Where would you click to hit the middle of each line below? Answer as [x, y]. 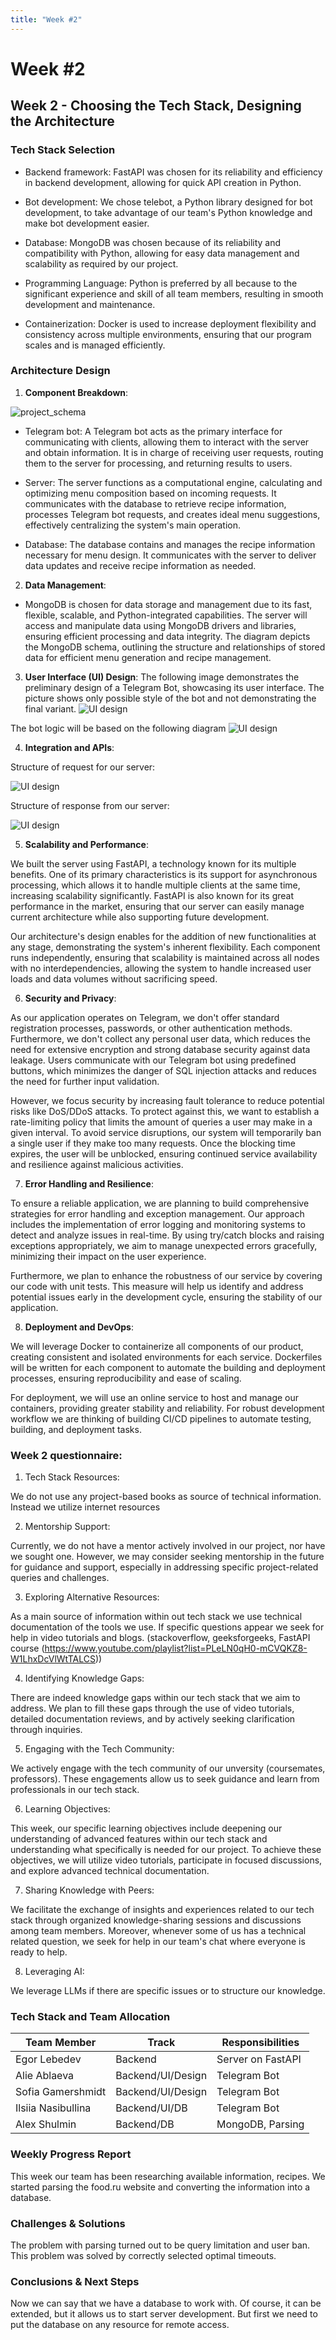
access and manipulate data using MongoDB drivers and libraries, [160, 625]
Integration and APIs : [69, 747]
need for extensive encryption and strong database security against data [160, 1049]
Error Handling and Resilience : [89, 1183]
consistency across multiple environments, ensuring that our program [168, 334]
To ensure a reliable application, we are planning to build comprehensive [160, 1203]
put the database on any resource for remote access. [120, 2325]
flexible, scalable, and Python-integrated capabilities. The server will [166, 615]
